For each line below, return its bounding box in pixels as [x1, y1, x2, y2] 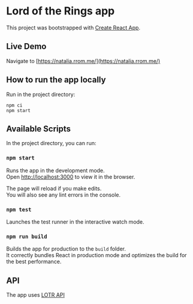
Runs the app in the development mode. [6, 167, 105, 174]
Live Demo [6, 41, 47, 52]
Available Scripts [6, 124, 71, 134]
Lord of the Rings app [6, 4, 115, 18]
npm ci [6, 102, 23, 109]
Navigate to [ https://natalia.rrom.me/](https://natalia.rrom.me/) [6, 57, 161, 64]
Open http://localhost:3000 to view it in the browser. [6, 173, 135, 180]
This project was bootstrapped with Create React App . [6, 24, 141, 31]
